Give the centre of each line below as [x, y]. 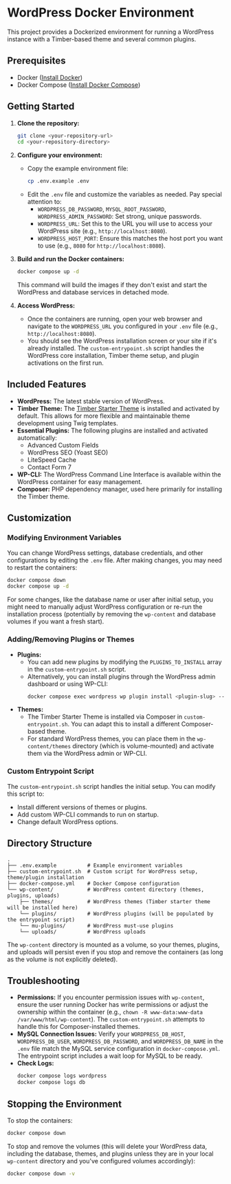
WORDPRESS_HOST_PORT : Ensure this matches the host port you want [130, 239]
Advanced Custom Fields [63, 445]
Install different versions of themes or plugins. [82, 807]
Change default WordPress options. [68, 821]
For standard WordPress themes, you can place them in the [111, 739]
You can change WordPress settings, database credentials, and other [105, 552]
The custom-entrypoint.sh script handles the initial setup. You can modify [111, 786]
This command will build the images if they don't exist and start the [112, 285]
